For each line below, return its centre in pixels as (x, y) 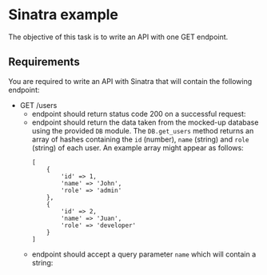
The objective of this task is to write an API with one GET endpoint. (118, 37)
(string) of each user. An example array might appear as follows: (137, 147)
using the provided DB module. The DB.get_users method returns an (143, 130)
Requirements (44, 62)
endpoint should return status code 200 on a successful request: (139, 114)
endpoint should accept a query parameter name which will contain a (144, 254)
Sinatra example (63, 15)
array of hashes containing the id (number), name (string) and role (140, 139)
